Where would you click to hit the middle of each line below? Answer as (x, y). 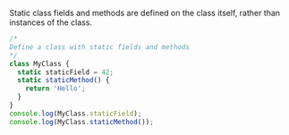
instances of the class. (51, 22)
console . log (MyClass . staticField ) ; (76, 114)
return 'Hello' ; (56, 89)
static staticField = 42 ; (66, 72)
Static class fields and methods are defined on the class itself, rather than (144, 13)
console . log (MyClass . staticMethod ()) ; (81, 122)
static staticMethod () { (64, 80)
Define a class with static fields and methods (100, 47)
